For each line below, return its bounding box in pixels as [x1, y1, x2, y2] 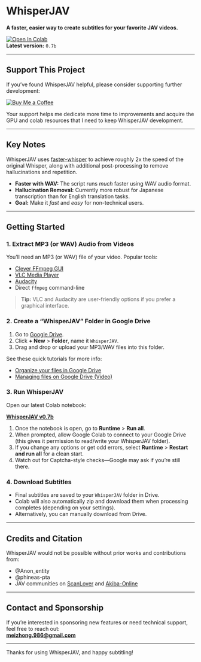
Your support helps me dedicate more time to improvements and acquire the [6, 110, 194, 117]
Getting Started [6, 221, 65, 232]
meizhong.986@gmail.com [6, 631, 76, 639]
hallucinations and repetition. [6, 168, 78, 175]
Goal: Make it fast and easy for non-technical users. [14, 199, 144, 206]
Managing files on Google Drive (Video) [14, 373, 112, 380]
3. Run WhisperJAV [6, 388, 64, 396]
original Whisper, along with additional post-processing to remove [6, 162, 169, 169]
